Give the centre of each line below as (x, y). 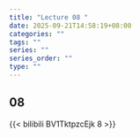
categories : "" (37, 34)
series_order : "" (41, 58)
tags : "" (25, 42)
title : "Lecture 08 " (49, 17)
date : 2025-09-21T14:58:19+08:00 (70, 26)
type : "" (25, 67)
